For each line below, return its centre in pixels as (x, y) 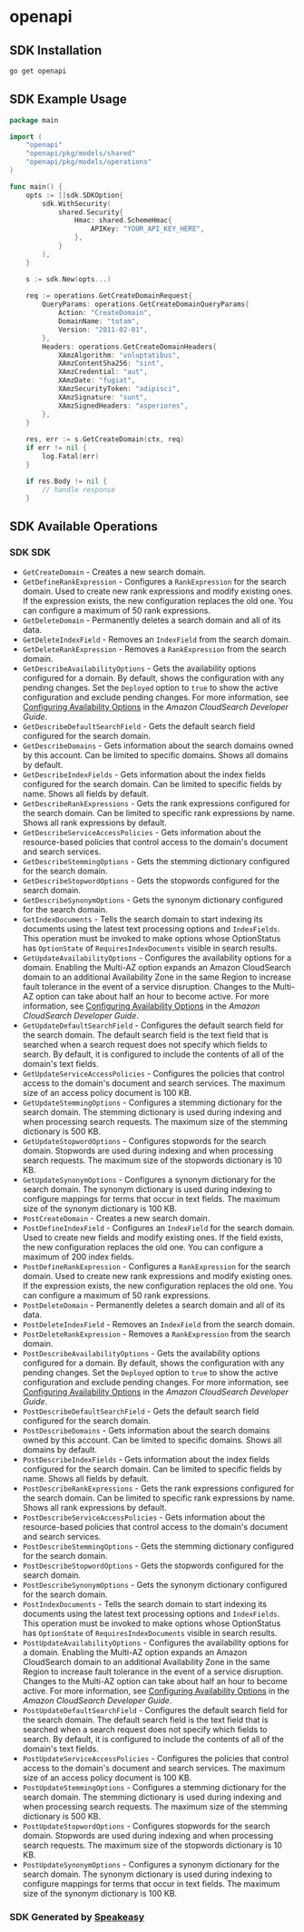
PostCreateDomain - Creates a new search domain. (116, 1218)
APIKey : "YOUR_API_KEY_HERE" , (147, 229)
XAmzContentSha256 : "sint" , (111, 364)
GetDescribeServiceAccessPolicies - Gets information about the (142, 833)
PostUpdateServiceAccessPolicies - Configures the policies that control (155, 1759)
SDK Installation (56, 50)
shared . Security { (91, 212)
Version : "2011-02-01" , (103, 330)
